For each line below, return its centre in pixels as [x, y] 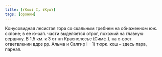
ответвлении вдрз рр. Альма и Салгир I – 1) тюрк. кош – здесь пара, [76, 44]
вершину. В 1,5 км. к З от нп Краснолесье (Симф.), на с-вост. [69, 39]
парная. [13, 49]
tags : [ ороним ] [21, 14]
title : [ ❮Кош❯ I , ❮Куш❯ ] [30, 10]
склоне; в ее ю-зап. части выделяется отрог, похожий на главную [74, 33]
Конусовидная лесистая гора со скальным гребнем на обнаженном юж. [81, 28]
